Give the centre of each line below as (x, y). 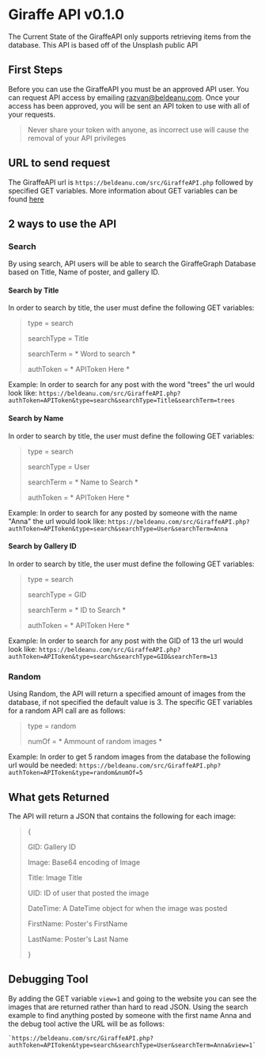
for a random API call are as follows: (67, 710)
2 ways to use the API (62, 224)
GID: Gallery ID (52, 847)
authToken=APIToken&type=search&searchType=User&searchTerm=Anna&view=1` (132, 1045)
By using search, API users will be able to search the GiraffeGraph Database (132, 264)
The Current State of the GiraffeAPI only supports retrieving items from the (130, 36)
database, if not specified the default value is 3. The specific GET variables (131, 703)
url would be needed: (43, 765)
